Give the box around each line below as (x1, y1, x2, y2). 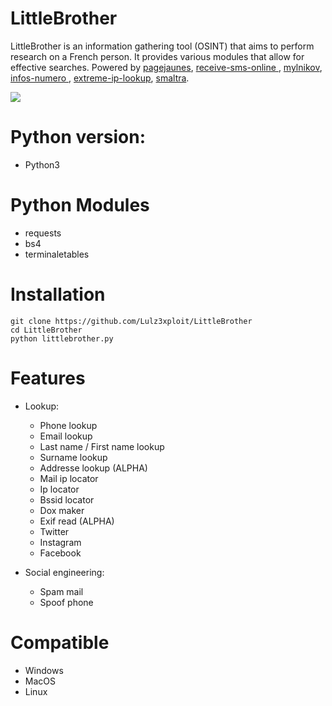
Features (10, 367, 86, 389)
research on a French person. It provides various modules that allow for (10, 50, 305, 62)
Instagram (39, 536, 82, 548)
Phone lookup (39, 419, 98, 431)
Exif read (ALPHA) (39, 515, 115, 527)
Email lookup (39, 430, 93, 442)
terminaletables (24, 248, 90, 260)
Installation (10, 283, 106, 306)
